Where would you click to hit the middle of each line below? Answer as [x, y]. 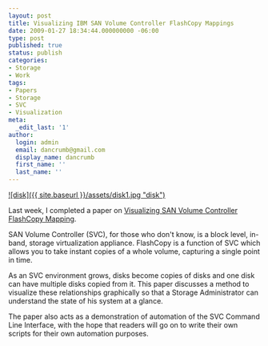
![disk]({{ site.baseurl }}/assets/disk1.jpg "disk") [87, 195]
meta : [17, 120]
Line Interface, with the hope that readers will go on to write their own [123, 325]
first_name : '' [41, 165]
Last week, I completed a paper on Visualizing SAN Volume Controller [123, 210]
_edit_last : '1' [42, 127]
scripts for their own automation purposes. [79, 334]
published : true [35, 46]
